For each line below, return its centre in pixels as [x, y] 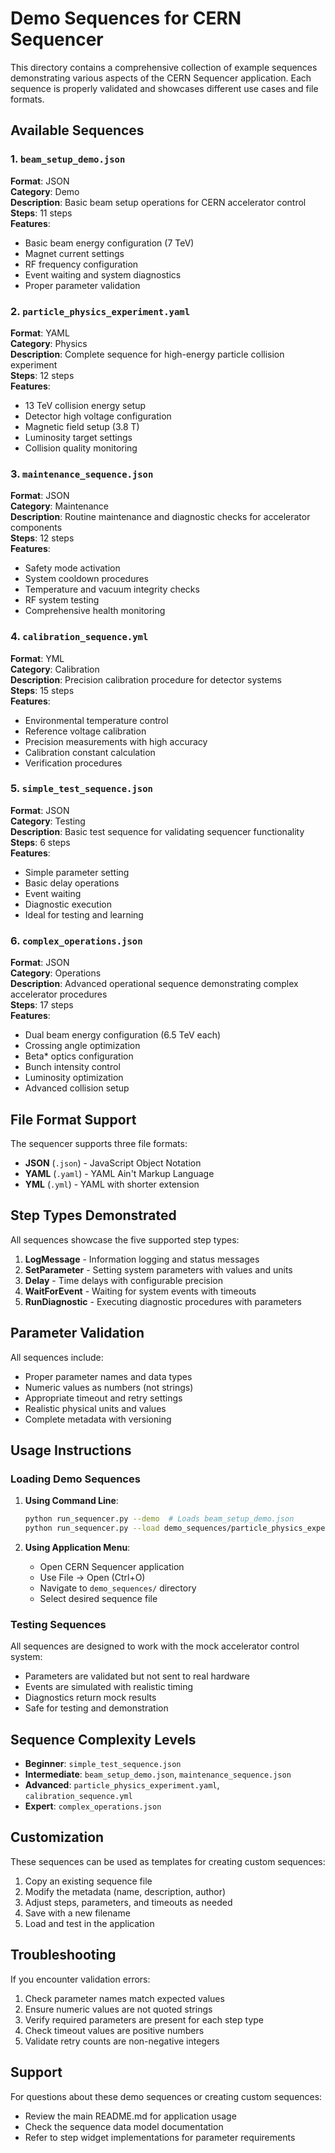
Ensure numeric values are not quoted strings [118, 2009]
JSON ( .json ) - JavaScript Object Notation [113, 1163]
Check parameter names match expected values [124, 1998]
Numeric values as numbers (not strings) [109, 1387]
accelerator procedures [59, 994]
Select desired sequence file [98, 1598]
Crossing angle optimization [82, 1046]
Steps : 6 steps [40, 842]
